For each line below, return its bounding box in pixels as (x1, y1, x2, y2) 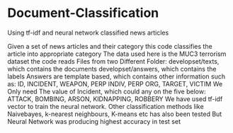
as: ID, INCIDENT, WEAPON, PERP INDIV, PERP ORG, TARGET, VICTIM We (7, 79, 223, 88)
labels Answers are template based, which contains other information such (7, 72, 225, 81)
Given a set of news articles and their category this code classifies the (7, 42, 212, 50)
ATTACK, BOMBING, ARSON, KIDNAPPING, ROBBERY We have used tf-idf (7, 94, 223, 103)
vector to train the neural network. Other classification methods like (7, 102, 204, 110)
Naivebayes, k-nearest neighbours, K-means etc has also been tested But (7, 110, 222, 118)
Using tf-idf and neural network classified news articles (7, 28, 169, 37)
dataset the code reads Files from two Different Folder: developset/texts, (7, 57, 220, 65)
